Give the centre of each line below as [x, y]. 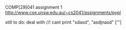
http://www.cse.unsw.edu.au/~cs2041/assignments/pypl [63, 12]
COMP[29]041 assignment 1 [34, 7]
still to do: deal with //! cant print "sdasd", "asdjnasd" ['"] [63, 22]
